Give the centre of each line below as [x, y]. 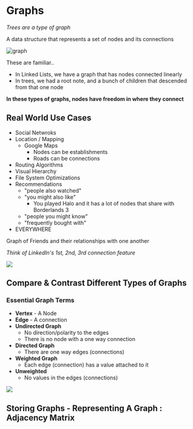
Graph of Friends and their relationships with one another [78, 241]
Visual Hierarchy [36, 171]
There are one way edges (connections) [74, 352]
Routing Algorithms [39, 165]
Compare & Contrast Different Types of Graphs [96, 283]
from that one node [39, 87]
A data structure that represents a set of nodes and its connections [90, 39]
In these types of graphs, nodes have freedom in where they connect [95, 99]
